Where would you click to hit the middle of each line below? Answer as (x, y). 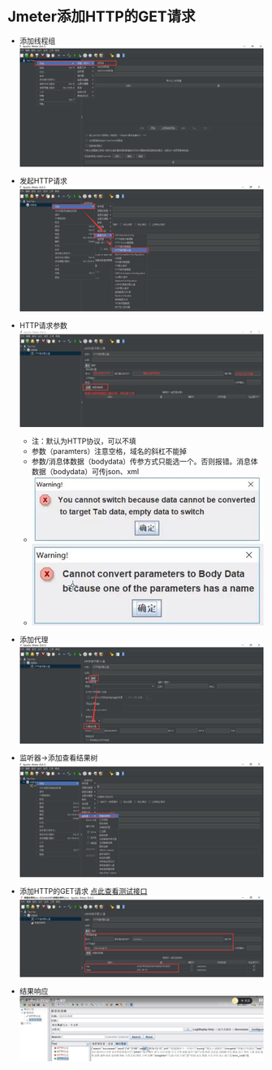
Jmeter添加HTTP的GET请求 (101, 17)
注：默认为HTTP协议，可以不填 (84, 441)
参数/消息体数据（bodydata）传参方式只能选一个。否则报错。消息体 (145, 462)
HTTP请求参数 (43, 326)
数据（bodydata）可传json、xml (85, 472)
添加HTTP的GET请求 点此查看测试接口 (83, 891)
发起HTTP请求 (43, 180)
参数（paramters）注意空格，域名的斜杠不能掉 (109, 451)
